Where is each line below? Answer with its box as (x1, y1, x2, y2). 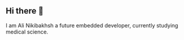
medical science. (5, 28, 49, 35)
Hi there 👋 (5, 6, 44, 16)
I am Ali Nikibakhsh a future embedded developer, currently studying (5, 21, 179, 29)
